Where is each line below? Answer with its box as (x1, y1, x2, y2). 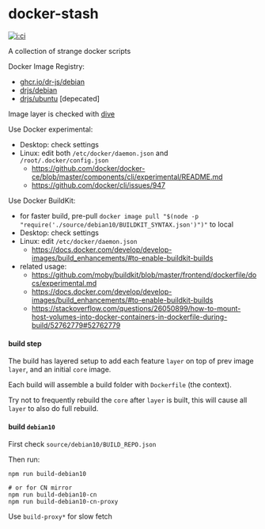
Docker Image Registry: (8, 61, 85, 71)
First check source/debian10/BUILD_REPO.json (8, 440, 157, 449)
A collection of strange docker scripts (8, 46, 131, 55)
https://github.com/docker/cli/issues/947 (31, 180, 166, 190)
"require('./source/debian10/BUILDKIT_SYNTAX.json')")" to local (19, 219, 234, 229)
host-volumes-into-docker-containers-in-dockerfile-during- (31, 312, 228, 322)
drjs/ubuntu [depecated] (19, 93, 100, 103)
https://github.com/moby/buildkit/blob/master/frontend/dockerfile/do (31, 270, 257, 280)
